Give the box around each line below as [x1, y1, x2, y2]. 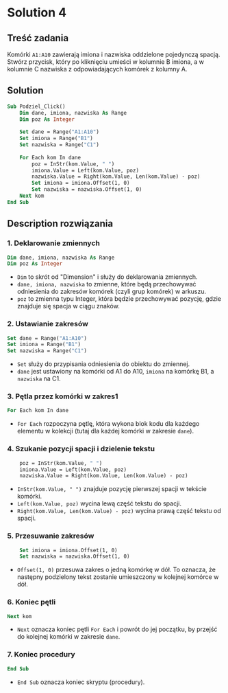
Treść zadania [7, 32, 69, 44]
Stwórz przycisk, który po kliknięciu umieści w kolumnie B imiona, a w [7, 58, 204, 66]
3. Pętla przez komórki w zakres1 [7, 391, 118, 401]
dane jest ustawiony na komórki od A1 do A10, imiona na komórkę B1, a [16, 367, 214, 376]
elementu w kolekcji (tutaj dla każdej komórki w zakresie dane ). [16, 427, 194, 435]
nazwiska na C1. [16, 374, 62, 383]
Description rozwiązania [7, 218, 114, 229]
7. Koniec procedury [7, 650, 75, 659]
